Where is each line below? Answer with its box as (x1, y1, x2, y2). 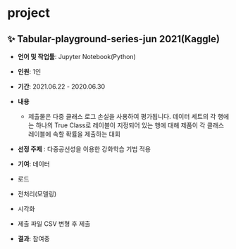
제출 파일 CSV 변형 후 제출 (17, 219, 91, 228)
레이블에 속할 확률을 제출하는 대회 (27, 130, 121, 138)
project (7, 5, 51, 21)
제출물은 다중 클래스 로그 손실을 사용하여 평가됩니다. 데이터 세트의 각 (27, 113, 216, 120)
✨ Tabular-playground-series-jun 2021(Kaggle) (7, 33, 221, 45)
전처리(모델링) (17, 190, 57, 198)
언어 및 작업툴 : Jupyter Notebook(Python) (17, 53, 136, 60)
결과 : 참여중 (17, 234, 51, 243)
